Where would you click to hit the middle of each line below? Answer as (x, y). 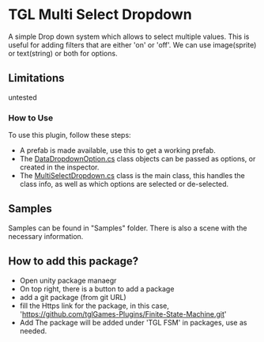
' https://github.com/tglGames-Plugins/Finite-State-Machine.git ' (123, 313)
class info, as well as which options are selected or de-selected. (124, 184)
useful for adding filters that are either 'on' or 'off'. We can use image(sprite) (132, 44)
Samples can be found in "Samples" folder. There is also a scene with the (128, 228)
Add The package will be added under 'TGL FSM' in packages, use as (133, 322)
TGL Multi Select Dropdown (100, 15)
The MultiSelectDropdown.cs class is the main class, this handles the (132, 176)
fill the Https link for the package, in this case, (94, 306)
